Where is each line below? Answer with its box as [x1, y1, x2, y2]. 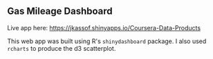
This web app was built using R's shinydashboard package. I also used [7, 37, 207, 45]
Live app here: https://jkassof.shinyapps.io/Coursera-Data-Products [7, 23, 201, 32]
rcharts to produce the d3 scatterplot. [7, 44, 116, 52]
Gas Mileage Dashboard [7, 5, 113, 17]
